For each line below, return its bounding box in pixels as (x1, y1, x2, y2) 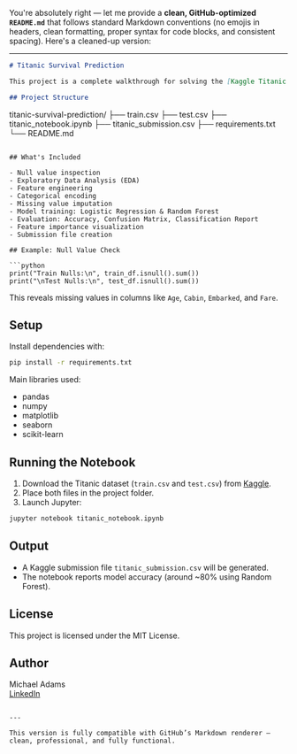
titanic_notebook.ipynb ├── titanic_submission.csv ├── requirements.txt (9, 119, 276, 129)
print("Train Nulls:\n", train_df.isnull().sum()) (9, 269, 200, 278)
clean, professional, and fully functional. (9, 736, 176, 746)
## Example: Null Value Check (9, 245, 121, 255)
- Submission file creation (9, 230, 113, 239)
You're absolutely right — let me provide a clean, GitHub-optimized (9, 8, 256, 18)
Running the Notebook (9, 455, 136, 470)
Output (9, 539, 49, 554)
